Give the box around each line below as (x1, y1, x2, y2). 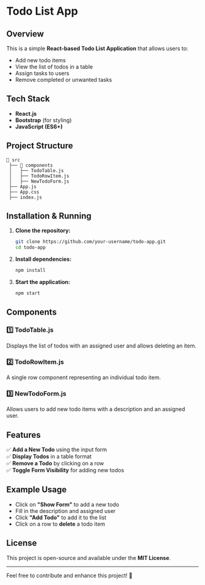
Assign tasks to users (15, 70, 70, 77)
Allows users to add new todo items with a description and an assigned (6, 405, 185, 413)
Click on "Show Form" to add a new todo (15, 501, 120, 508)
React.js (15, 110, 37, 117)
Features (6, 429, 41, 440)
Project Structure (6, 140, 73, 151)
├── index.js (9, 194, 43, 200)
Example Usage (6, 484, 67, 495)
